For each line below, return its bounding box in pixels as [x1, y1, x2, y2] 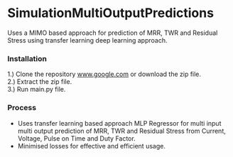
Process [7, 103, 37, 113]
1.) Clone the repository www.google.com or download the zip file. [7, 70, 201, 79]
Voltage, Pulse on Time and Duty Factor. [17, 134, 136, 143]
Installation [7, 53, 48, 63]
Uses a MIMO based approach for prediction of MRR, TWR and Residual [7, 28, 218, 37]
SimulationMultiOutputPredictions [7, 5, 215, 21]
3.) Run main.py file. [7, 85, 66, 94]
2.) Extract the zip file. [7, 77, 72, 86]
